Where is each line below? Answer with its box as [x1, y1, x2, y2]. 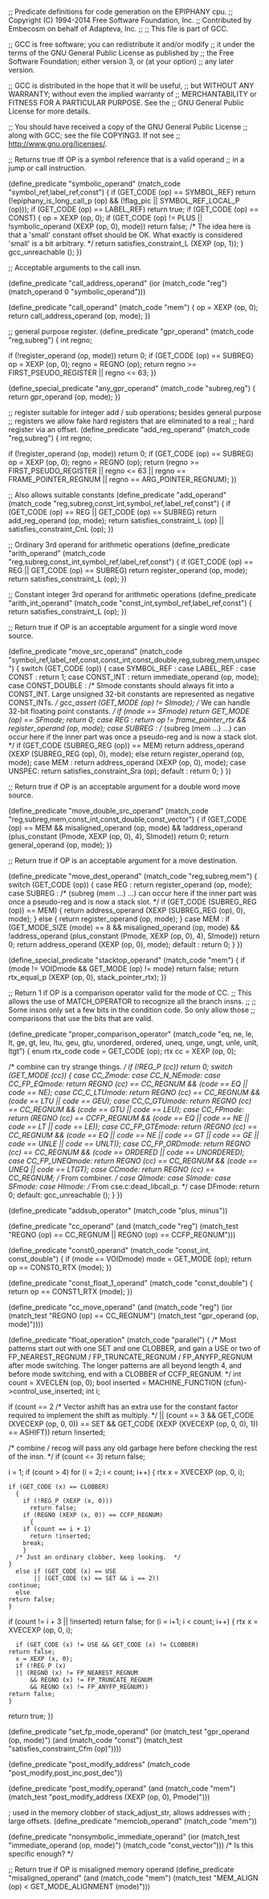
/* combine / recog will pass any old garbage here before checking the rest [8, 1444, 258, 1452]
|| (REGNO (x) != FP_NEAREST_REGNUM [15, 1669, 138, 1677]
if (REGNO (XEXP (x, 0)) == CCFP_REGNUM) [22, 1511, 163, 1519]
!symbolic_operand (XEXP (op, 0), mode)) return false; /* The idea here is [8, 221, 251, 231]
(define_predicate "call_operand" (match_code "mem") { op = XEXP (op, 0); [8, 303, 259, 312]
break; [22, 1539, 45, 1547]
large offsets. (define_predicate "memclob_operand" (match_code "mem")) [8, 1816, 257, 1826]
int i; [85, 1386, 100, 1395]
